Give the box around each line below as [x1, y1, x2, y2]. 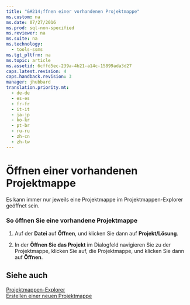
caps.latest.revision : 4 [6, 68, 67, 74]
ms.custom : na [6, 14, 41, 20]
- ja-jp [11, 112, 30, 117]
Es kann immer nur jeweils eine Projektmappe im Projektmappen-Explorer [6, 196, 183, 203]
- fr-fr [11, 100, 30, 107]
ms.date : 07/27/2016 [6, 19, 57, 25]
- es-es [11, 95, 30, 101]
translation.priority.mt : [6, 85, 69, 91]
